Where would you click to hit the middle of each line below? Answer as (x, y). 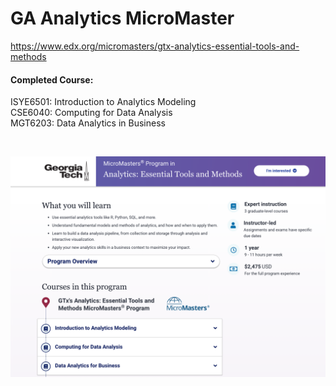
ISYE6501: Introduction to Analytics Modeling (103, 102)
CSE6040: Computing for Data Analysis (91, 113)
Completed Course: (52, 79)
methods (28, 56)
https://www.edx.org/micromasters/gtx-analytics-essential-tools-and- (155, 46)
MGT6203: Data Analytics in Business (88, 123)
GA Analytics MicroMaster (122, 18)
